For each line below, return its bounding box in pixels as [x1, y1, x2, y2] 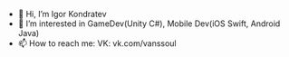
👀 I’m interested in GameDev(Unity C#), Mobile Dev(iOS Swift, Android [17, 18, 281, 29]
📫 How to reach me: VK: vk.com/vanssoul [17, 38, 177, 49]
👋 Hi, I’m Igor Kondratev [17, 9, 107, 19]
